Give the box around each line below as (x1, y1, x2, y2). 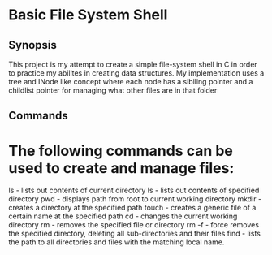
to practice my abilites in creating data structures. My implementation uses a (8, 68, 265, 78)
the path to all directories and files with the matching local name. (8, 237, 225, 247)
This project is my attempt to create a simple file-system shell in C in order (8, 59, 257, 69)
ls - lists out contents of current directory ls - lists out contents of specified (8, 185, 260, 196)
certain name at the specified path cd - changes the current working (8, 211, 238, 221)
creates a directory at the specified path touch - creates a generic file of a (8, 203, 257, 213)
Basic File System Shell (8, 6, 168, 24)
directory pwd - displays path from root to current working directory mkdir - (8, 194, 262, 204)
